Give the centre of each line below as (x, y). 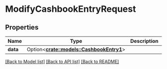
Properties (22, 27)
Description (144, 41)
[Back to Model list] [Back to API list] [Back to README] (62, 62)
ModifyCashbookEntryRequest (71, 9)
